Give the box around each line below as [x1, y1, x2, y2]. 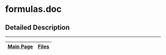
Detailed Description [5, 23, 70, 32]
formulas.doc [5, 3, 62, 15]
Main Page [7, 43, 33, 50]
